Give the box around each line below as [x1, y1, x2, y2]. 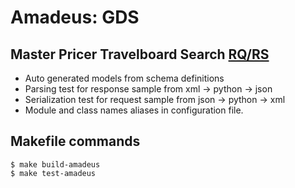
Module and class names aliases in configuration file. [24, 104, 244, 116]
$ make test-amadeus [10, 168, 97, 178]
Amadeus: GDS [10, 6, 140, 29]
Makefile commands [10, 133, 141, 150]
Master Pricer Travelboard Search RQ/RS [10, 46, 270, 63]
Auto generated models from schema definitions [24, 72, 225, 84]
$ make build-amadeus [10, 159, 101, 170]
